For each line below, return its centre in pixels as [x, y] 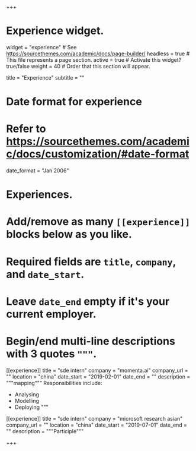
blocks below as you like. [69, 234]
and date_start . [45, 274]
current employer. [51, 314]
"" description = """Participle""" [45, 431]
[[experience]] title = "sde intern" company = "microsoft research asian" [94, 418]
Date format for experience [74, 102]
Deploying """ [31, 407]
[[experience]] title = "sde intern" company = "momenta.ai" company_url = [97, 370]
